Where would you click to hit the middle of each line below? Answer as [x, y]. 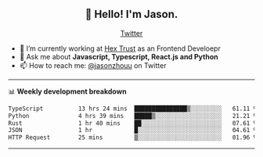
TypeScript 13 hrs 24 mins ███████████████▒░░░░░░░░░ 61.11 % [133, 109]
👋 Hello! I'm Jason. [131, 14]
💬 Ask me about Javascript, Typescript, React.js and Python [119, 56]
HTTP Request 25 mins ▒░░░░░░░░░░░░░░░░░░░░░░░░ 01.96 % [133, 137]
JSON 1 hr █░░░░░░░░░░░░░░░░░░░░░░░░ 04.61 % [133, 130]
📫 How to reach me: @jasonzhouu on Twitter [93, 65]
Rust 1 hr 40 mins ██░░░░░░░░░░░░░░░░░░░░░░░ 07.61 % [133, 123]
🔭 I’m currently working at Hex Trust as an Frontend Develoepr [120, 48]
